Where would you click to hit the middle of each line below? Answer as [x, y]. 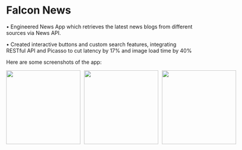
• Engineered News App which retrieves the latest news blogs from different [99, 27]
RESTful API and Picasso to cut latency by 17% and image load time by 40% [99, 50]
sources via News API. [34, 32]
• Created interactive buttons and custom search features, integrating [91, 44]
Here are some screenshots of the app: [54, 62]
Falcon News [39, 10]
